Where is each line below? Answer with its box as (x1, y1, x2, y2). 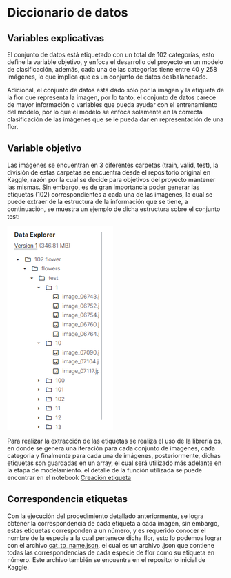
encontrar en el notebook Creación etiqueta (7, 473, 132, 481)
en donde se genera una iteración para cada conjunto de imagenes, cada (7, 444, 216, 452)
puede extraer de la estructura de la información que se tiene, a (7, 197, 188, 206)
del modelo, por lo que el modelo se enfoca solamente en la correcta (7, 108, 203, 116)
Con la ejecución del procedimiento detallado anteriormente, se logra (7, 512, 204, 520)
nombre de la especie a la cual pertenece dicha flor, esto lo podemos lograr (7, 533, 222, 542)
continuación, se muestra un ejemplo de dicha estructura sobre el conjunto (7, 205, 221, 213)
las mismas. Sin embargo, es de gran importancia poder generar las (7, 183, 200, 191)
